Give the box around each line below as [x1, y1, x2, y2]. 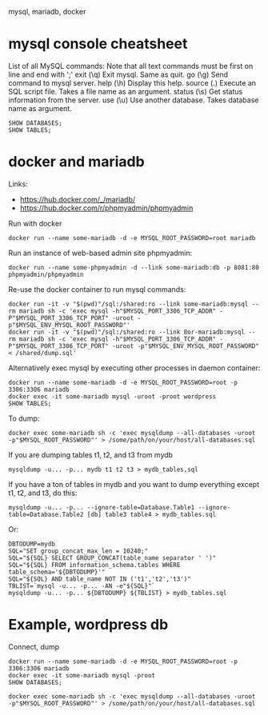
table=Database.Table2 [8, 510, 84, 518]
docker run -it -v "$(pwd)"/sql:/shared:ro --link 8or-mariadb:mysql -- [8, 328, 256, 336]
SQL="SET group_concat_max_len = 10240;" [8, 547, 149, 555]
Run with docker [8, 218, 62, 228]
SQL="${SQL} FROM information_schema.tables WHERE [8, 561, 181, 569]
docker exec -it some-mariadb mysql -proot [8, 671, 156, 679]
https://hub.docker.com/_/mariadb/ [19, 194, 136, 204]
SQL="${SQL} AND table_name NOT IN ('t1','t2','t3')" [8, 575, 192, 583]
